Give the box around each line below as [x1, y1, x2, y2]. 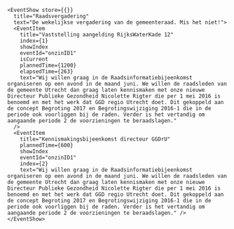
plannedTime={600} [20, 142, 74, 149]
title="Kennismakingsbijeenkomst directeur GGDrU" [20, 136, 171, 143]
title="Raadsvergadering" [13, 13, 90, 20]
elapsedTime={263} [20, 68, 74, 75]
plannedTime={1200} [20, 62, 77, 69]
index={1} [20, 37, 49, 44]
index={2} [20, 160, 49, 167]
